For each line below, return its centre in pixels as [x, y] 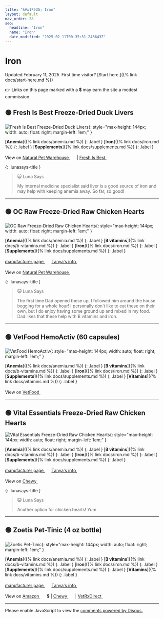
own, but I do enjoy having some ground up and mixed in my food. [83, 311]
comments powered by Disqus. [112, 610]
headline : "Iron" [27, 28]
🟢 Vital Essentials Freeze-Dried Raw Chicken [75, 413]
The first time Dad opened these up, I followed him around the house [86, 301]
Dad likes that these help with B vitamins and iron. [67, 317]
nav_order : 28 [20, 19]
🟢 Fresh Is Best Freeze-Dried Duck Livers [69, 113]
